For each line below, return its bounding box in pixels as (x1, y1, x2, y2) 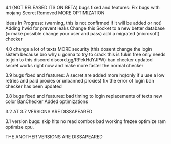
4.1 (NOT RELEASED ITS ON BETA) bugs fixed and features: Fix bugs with (5, 5, 160, 10)
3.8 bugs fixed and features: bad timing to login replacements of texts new (5, 93, 163, 99)
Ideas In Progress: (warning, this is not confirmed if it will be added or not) (5, 20, 162, 26)
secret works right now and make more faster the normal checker (5, 63, 144, 68)
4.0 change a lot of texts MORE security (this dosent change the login (5, 46, 152, 52)
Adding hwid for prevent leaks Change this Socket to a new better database (5, 25, 165, 31)
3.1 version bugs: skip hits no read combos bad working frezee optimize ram (5, 118, 166, 125)
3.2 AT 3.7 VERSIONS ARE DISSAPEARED (5, 109, 93, 114)
